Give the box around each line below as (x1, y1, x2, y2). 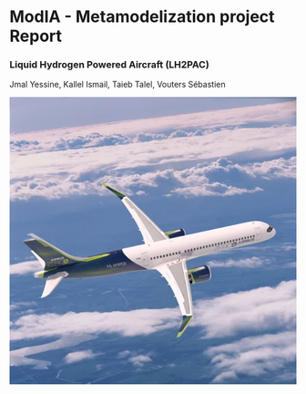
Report (9, 26, 62, 47)
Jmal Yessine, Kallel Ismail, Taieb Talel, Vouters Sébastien (9, 79, 226, 90)
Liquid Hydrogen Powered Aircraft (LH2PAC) (9, 58, 209, 71)
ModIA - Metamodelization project (9, 6, 275, 27)
